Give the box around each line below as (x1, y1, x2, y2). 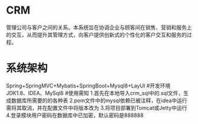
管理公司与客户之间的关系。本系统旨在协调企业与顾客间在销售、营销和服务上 (6, 24, 192, 31)
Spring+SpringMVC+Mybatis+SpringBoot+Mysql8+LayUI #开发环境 (6, 82, 171, 89)
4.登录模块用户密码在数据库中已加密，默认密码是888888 (6, 112, 144, 119)
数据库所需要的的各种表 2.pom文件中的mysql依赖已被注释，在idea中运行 (11, 97, 187, 104)
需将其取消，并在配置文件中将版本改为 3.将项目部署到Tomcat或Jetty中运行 (6, 104, 187, 111)
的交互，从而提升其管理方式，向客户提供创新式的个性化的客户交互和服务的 (6, 31, 187, 38)
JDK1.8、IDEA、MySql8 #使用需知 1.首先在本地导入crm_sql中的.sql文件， (6, 89, 184, 96)
